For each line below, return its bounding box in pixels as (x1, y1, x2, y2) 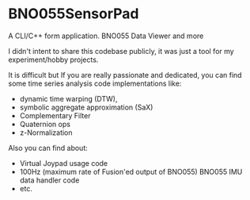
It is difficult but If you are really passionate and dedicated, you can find (8, 70, 243, 79)
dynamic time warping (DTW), (19, 94, 118, 103)
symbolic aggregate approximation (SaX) (19, 102, 153, 112)
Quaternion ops (19, 119, 71, 129)
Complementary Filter (19, 110, 91, 120)
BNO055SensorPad (8, 5, 139, 23)
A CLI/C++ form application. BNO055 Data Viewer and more (8, 31, 204, 40)
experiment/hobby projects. (8, 55, 99, 64)
